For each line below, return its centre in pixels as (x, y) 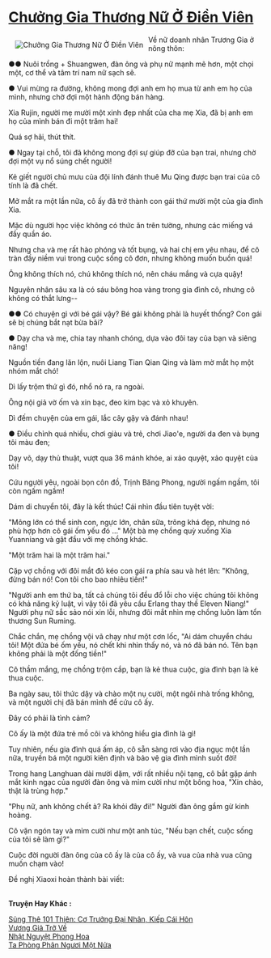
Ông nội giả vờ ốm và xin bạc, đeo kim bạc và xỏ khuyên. (104, 402)
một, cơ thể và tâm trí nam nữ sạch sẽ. (72, 72)
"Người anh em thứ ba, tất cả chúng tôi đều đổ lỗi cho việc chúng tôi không (133, 595)
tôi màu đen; (29, 442)
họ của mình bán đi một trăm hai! (64, 121)
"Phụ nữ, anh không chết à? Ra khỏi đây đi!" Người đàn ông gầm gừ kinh (129, 806)
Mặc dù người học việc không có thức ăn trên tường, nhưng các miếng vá (131, 225)
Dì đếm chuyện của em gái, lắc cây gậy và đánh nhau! (98, 418)
